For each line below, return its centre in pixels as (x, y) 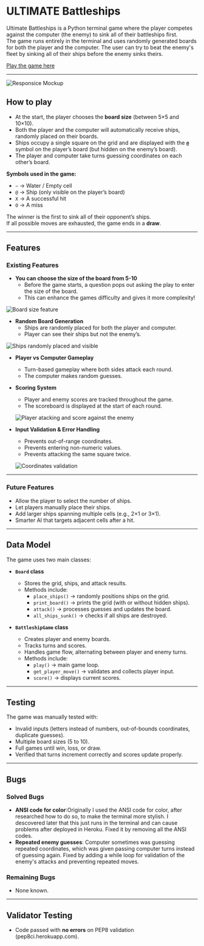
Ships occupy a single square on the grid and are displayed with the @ (102, 142)
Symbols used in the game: (41, 174)
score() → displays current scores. (77, 677)
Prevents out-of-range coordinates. (69, 441)
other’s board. (32, 162)
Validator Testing (39, 915)
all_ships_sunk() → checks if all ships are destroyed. (100, 615)
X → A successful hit (41, 198)
